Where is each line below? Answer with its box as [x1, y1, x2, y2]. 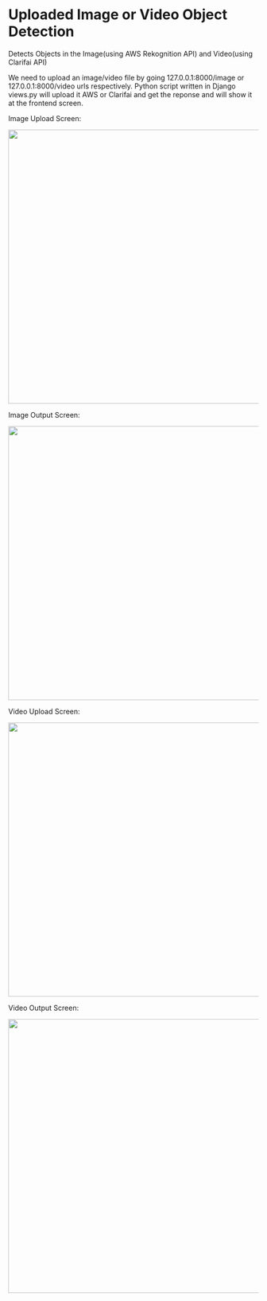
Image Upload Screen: [8, 113, 82, 123]
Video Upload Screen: [8, 706, 81, 716]
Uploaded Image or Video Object [8, 6, 228, 24]
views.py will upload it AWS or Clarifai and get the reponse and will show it [8, 89, 253, 99]
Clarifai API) [8, 57, 48, 67]
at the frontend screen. [8, 98, 83, 108]
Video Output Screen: [8, 1003, 79, 1012]
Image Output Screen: [8, 410, 81, 419]
